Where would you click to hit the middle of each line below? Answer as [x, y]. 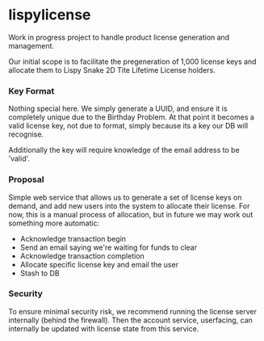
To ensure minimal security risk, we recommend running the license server [132, 311]
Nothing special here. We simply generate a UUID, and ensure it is [118, 109]
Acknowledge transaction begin [73, 238]
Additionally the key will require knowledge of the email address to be [124, 150]
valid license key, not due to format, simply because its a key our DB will [128, 126]
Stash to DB [40, 273]
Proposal [26, 179]
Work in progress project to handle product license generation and [119, 37]
